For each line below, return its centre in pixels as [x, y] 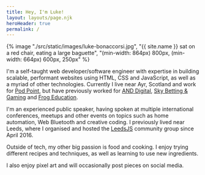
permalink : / [23, 29]
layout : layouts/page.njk [39, 18]
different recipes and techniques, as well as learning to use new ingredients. [102, 154]
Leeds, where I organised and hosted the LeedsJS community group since [100, 128]
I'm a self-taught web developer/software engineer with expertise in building [103, 72]
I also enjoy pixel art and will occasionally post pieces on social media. [95, 165]
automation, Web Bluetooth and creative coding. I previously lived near [95, 122]
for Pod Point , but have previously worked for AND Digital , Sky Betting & [97, 91]
